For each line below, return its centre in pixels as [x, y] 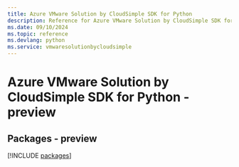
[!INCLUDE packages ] [39, 156]
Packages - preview [52, 138]
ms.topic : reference [38, 34]
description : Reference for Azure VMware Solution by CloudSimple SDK [114, 21]
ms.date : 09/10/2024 [38, 27]
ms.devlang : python [36, 41]
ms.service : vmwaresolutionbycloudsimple [70, 47]
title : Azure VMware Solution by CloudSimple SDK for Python [100, 14]
